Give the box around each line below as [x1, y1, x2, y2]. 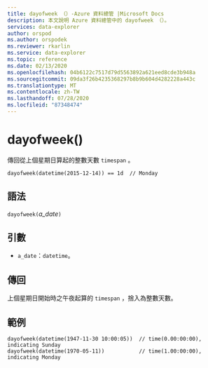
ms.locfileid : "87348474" [7, 102, 83, 109]
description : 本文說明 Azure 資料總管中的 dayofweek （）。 [7, 17, 170, 24]
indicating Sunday [7, 341, 61, 349]
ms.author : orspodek [7, 36, 68, 43]
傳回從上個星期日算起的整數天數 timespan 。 [7, 156, 134, 164]
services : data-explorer [7, 23, 80, 30]
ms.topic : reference [7, 56, 68, 63]
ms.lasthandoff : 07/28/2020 [7, 95, 90, 102]
